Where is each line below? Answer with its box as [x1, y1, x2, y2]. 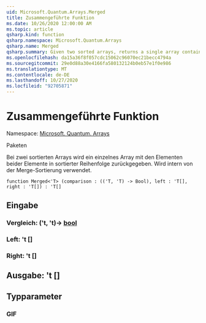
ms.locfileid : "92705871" [6, 83, 72, 89]
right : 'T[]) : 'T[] [6, 183, 62, 190]
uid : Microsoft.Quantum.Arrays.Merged [6, 9, 105, 15]
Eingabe [6, 200, 39, 211]
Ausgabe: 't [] [6, 270, 60, 281]
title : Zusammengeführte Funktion [6, 15, 95, 21]
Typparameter [6, 291, 63, 302]
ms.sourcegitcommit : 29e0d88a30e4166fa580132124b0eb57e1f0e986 [6, 60, 172, 66]
